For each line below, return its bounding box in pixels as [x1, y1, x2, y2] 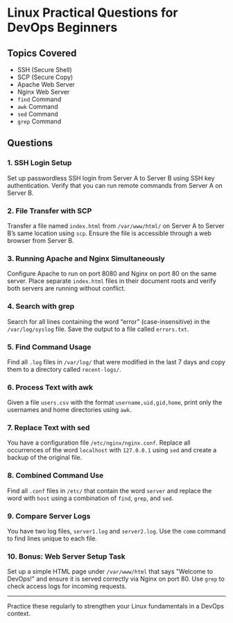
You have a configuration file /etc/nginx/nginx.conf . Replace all [7, 438, 191, 447]
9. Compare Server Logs [7, 511, 91, 521]
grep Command [17, 117, 62, 126]
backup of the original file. [7, 453, 83, 462]
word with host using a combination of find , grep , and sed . [7, 494, 174, 502]
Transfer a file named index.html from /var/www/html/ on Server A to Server [7, 221, 225, 230]
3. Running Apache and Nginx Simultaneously [7, 253, 165, 263]
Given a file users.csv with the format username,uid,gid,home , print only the [7, 398, 223, 407]
